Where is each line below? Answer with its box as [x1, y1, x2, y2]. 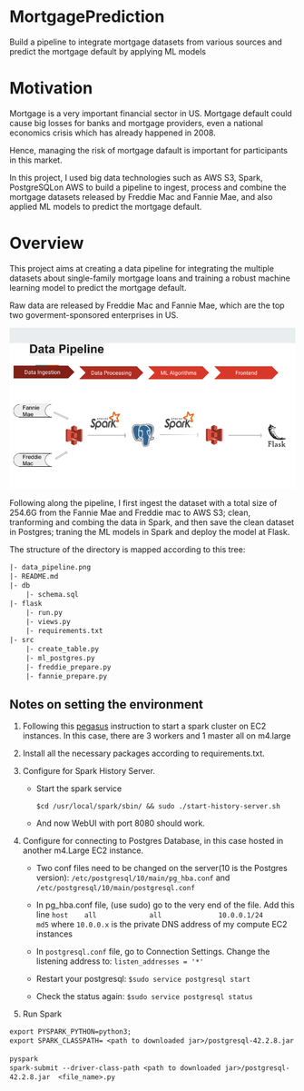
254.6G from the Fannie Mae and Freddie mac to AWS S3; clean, [9, 507, 251, 519]
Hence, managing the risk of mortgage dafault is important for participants [9, 144, 289, 155]
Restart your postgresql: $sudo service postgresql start [35, 974, 251, 985]
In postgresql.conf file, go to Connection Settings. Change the [35, 947, 270, 957]
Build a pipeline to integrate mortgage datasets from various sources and [9, 36, 283, 47]
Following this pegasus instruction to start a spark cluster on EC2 [22, 720, 267, 732]
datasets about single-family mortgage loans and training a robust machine [9, 273, 290, 283]
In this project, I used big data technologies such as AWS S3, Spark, [9, 172, 263, 183]
